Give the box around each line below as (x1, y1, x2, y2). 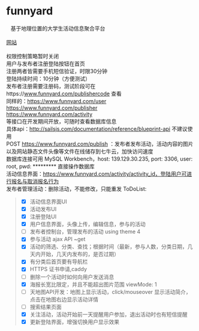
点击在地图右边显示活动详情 (29, 296, 99, 303)
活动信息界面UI (29, 198, 67, 205)
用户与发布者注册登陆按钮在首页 (6, 60, 85, 67)
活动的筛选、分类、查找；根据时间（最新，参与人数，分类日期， (29, 243, 188, 250)
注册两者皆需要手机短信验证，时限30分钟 (6, 67, 108, 74)
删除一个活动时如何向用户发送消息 (29, 273, 114, 280)
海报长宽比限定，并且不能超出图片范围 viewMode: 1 (29, 281, 157, 288)
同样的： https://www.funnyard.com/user (6, 97, 107, 104)
